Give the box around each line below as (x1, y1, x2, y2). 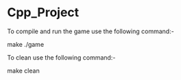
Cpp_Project (7, 5, 80, 20)
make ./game (7, 40, 45, 48)
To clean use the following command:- (7, 53, 116, 62)
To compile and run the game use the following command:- (7, 27, 175, 35)
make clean (7, 66, 40, 75)
